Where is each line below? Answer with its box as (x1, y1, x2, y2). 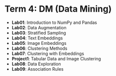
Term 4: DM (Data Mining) (4, 3, 112, 15)
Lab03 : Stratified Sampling (11, 30, 67, 36)
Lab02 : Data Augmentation (11, 24, 67, 30)
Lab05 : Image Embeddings (11, 40, 67, 46)
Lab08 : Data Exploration (11, 61, 61, 67)
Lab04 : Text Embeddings (11, 35, 63, 41)
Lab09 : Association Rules (11, 66, 64, 72)
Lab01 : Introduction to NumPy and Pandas (11, 19, 97, 25)
